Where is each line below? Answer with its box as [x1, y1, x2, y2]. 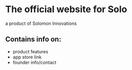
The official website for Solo [5, 4, 127, 15]
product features [12, 48, 49, 54]
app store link [12, 54, 42, 60]
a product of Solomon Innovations [5, 20, 77, 26]
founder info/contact [12, 59, 57, 65]
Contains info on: [5, 35, 61, 44]
